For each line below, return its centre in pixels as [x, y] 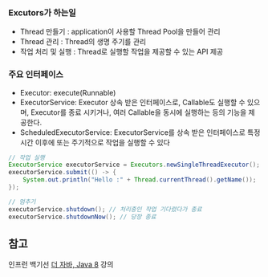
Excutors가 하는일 [42, 12]
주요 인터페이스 [36, 75]
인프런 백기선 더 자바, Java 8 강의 [61, 265]
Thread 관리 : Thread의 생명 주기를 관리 [83, 42]
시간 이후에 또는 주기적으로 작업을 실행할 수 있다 [95, 142]
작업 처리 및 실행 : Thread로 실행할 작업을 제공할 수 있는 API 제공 [121, 52]
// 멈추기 [22, 202]
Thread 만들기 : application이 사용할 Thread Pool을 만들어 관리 [120, 32]
